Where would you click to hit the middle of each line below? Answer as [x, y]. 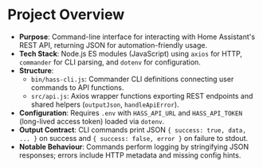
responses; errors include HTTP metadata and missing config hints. [130, 155]
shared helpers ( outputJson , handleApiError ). [105, 104]
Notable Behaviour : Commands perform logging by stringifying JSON [134, 147]
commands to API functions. [77, 87]
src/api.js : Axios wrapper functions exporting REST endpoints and [142, 96]
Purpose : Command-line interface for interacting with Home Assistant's [137, 37]
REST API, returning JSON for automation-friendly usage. [113, 45]
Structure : [36, 70]
